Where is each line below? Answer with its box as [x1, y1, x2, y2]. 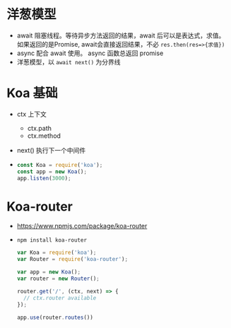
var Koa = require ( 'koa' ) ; [16, 249, 97, 257]
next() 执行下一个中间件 [16, 146, 86, 154]
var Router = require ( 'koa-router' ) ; [16, 256, 129, 263]
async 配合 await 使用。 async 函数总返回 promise [16, 49, 164, 57]
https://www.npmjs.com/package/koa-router [16, 222, 148, 230]
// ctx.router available [23, 294, 97, 301]
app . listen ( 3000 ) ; [16, 175, 71, 182]
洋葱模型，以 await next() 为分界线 [16, 57, 121, 66]
